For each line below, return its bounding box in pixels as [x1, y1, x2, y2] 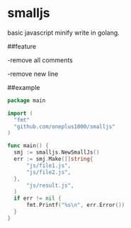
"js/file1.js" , [25, 161, 72, 169]
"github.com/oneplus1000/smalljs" [13, 122, 115, 130]
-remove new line [7, 69, 59, 78]
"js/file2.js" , [25, 169, 72, 176]
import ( [7, 110, 33, 117]
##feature [7, 42, 37, 50]
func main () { [7, 142, 50, 149]
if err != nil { [13, 195, 62, 203]
